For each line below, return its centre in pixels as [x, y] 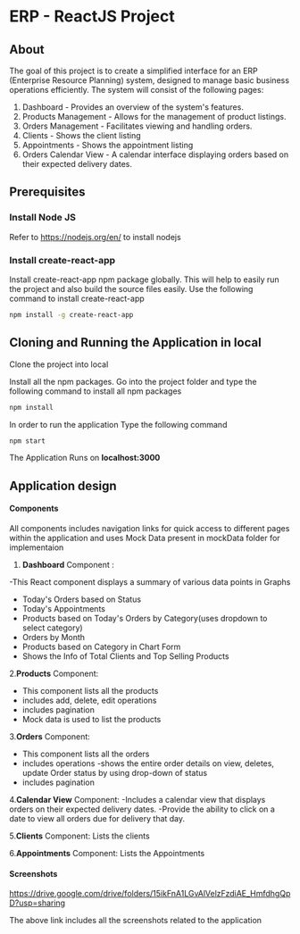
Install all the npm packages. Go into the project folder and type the [133, 381]
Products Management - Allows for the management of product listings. [154, 117]
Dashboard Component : [68, 565]
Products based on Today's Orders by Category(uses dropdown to [145, 619]
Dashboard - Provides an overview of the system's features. [133, 107]
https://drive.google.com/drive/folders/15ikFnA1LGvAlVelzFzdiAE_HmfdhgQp [150, 894]
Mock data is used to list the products [92, 720]
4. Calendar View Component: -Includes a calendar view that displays [137, 800]
